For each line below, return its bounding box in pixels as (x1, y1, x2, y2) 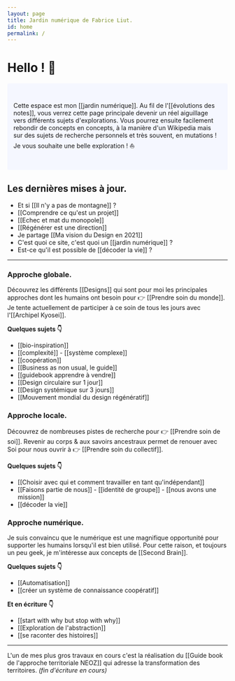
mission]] (17, 493, 45, 501)
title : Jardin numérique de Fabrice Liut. (7, 17, 133, 24)
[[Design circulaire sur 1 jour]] (17, 379, 104, 387)
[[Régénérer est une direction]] (17, 223, 107, 232)
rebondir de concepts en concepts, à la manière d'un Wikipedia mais (13, 124, 212, 132)
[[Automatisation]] (17, 578, 70, 587)
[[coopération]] (17, 356, 62, 365)
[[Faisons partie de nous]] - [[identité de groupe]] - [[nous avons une (17, 485, 217, 493)
